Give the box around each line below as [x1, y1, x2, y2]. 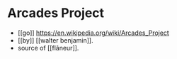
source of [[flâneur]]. [17, 43, 79, 52]
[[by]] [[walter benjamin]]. [17, 36, 93, 44]
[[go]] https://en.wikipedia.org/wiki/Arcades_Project [17, 28, 170, 37]
